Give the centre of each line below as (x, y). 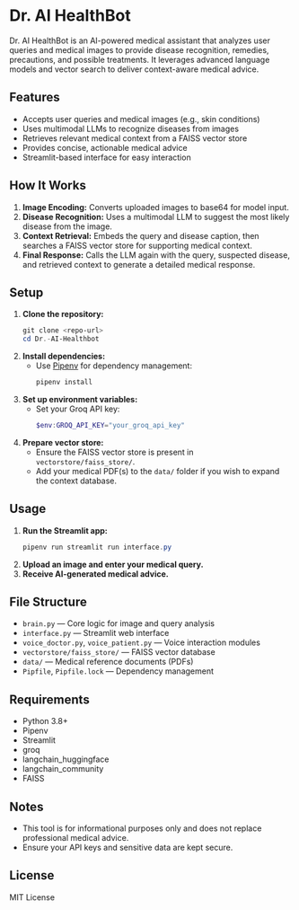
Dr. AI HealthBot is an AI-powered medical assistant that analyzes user (140, 40)
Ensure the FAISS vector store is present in (115, 452)
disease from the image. (67, 226)
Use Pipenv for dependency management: (114, 366)
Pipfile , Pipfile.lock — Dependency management (118, 671)
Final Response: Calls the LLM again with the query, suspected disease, (156, 255)
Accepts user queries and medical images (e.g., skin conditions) (141, 119)
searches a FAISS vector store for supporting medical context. (137, 245)
